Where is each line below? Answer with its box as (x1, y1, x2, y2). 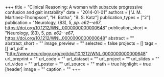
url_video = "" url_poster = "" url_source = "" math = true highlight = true (5, 61, 151, 67)
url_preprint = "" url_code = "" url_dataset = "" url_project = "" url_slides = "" (5, 56, 160, 61)
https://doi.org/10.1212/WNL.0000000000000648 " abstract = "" (5, 35, 135, 41)
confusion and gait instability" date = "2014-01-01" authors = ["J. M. (5, 9, 142, 15)
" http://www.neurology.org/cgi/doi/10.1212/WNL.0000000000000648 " (5, 51, 148, 57)
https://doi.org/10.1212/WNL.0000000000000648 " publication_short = (5, 25, 147, 31)
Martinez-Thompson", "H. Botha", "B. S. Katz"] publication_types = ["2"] (5, 15, 151, 20)
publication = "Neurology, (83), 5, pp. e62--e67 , (5, 19, 102, 25)
